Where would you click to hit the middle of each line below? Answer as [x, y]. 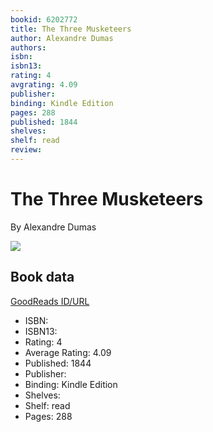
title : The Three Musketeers [71, 29]
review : [26, 150]
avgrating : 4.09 [44, 85]
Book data [42, 277]
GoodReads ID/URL [50, 301]
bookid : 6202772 [44, 19]
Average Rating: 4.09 [68, 352]
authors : [28, 47]
